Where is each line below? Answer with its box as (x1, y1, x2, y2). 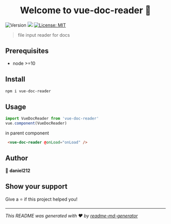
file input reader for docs (17, 32, 70, 38)
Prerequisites (5, 47, 49, 55)
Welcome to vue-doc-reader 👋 (20, 5, 151, 16)
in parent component (5, 130, 49, 136)
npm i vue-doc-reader (5, 89, 51, 94)
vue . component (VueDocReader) (5, 121, 67, 126)
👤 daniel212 (5, 167, 31, 174)
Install (5, 75, 25, 83)
